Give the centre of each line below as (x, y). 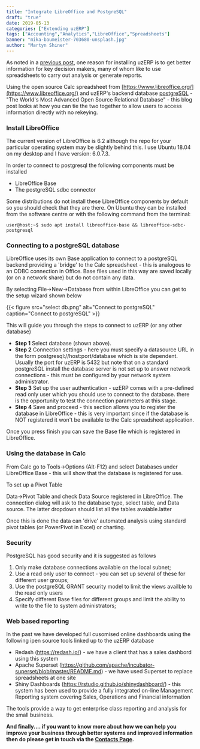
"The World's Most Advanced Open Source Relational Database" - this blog (99, 99)
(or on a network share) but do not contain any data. (71, 277)
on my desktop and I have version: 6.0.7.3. (58, 154)
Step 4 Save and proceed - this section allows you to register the (95, 407)
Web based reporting (38, 621)
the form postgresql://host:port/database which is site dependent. (96, 356)
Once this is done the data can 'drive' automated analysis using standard (96, 521)
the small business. (30, 715)
